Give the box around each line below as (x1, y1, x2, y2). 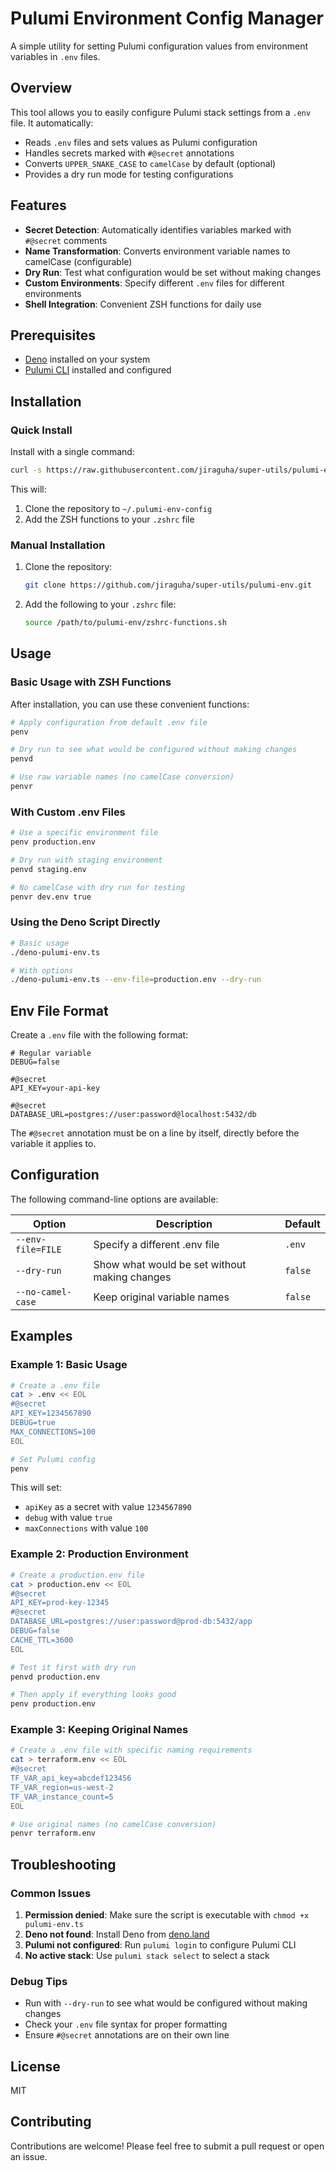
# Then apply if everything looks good (10, 1690, 177, 1700)
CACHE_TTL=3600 (10, 1635, 74, 1645)
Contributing (10, 2113, 92, 2131)
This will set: (10, 1482, 62, 1494)
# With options (10, 965, 74, 976)
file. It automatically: (10, 117, 94, 129)
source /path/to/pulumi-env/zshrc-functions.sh (24, 618, 227, 628)
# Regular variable (10, 1048, 92, 1059)
